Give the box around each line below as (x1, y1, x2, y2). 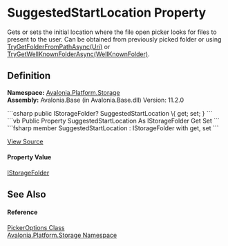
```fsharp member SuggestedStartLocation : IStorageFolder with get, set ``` (7, 123, 219, 132)
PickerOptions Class (7, 223, 65, 231)
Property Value (7, 153, 52, 161)
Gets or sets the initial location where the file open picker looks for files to (7, 28, 217, 36)
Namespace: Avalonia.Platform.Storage (7, 88, 120, 96)
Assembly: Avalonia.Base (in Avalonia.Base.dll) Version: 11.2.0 (7, 96, 184, 104)
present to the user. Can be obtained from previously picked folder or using (7, 35, 222, 43)
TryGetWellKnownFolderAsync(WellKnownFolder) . (7, 50, 150, 58)
